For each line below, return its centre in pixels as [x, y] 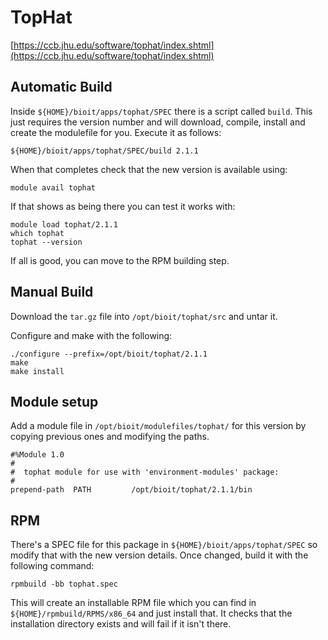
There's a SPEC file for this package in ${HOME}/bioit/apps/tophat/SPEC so [164, 545]
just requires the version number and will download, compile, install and [158, 122]
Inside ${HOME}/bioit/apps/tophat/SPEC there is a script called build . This [161, 111]
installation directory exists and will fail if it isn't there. [121, 624]
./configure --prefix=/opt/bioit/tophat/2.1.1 [109, 354]
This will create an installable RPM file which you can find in [133, 603]
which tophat [37, 233]
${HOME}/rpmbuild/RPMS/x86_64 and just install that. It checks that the [151, 613]
